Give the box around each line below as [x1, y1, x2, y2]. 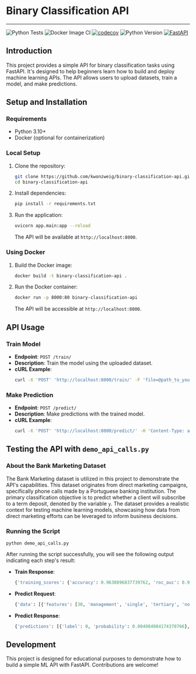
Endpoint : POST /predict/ [14, 404, 77, 411]
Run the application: [14, 212, 63, 219]
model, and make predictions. [6, 80, 78, 87]
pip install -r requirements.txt [14, 201, 96, 207]
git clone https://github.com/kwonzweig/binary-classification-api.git [14, 173, 192, 179]
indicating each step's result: [6, 557, 76, 564]
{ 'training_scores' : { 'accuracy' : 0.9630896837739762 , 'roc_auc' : [14, 580, 180, 586]
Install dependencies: [14, 189, 66, 197]
